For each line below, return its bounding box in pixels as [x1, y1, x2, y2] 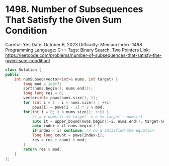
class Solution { [5, 67, 42, 72]
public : [5, 72, 22, 77]
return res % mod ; [23, 147, 62, 152]
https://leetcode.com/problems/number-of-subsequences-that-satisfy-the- [5, 52, 162, 58]
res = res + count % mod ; [32, 137, 87, 143]
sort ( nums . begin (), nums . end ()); [23, 86, 94, 91]
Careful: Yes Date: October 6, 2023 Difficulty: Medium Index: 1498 [5, 41, 142, 47]
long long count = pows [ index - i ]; [32, 133, 105, 138]
